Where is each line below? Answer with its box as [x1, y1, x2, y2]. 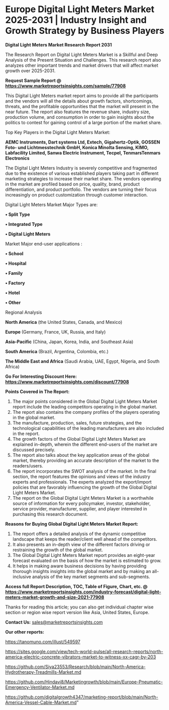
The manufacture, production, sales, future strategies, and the [12, 419, 142, 425]
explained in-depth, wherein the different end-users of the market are [12, 441, 157, 447]
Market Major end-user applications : [5, 241, 82, 247]
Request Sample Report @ [5, 77, 62, 83]
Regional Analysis [5, 309, 42, 315]
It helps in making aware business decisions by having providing [12, 562, 147, 569]
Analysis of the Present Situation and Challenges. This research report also [5, 57, 161, 63]
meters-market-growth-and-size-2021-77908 [5, 594, 104, 600]
